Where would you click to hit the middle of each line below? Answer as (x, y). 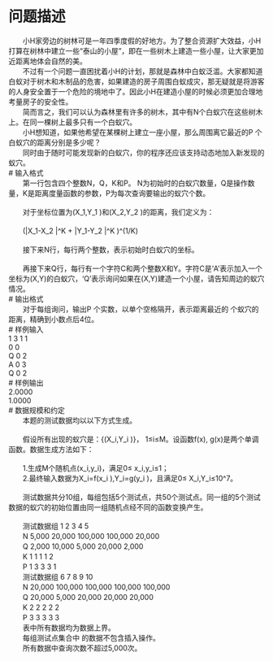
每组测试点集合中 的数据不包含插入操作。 (91, 637)
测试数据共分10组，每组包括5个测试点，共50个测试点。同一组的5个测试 (142, 497)
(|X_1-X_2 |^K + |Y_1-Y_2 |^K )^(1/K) (80, 230)
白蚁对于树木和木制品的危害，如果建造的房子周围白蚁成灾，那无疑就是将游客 (136, 81)
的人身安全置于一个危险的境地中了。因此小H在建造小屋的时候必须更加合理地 (136, 91)
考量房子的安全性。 (41, 102)
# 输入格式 (26, 172)
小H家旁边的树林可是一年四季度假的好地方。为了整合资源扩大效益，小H (142, 41)
